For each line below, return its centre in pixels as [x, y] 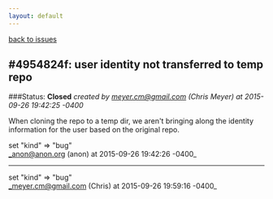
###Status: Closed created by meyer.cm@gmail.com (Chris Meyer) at [126, 97]
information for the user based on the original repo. [94, 130]
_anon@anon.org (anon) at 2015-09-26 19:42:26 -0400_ [103, 154]
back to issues [32, 39]
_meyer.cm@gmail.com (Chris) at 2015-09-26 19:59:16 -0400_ [113, 186]
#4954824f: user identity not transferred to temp [136, 65]
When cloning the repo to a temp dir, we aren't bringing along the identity [131, 121]
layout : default [36, 16]
